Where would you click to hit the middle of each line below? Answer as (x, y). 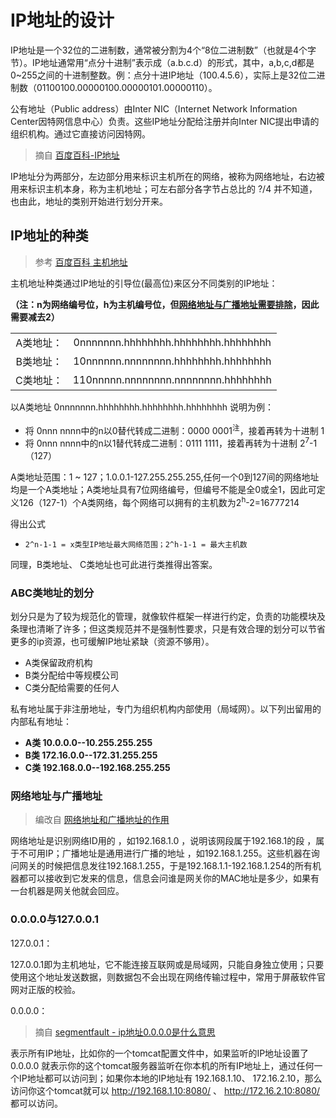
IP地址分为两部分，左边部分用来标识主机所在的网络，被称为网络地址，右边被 (167, 176)
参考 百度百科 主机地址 (81, 262)
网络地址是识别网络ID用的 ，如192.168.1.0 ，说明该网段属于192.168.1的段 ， (163, 841)
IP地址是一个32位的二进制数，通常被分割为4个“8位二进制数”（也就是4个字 (163, 50)
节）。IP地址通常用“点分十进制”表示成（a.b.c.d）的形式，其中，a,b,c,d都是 (162, 62)
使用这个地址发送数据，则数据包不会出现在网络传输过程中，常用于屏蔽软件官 (168, 977)
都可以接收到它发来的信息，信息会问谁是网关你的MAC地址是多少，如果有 (169, 878)
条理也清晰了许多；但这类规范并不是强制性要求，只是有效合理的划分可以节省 (168, 629)
